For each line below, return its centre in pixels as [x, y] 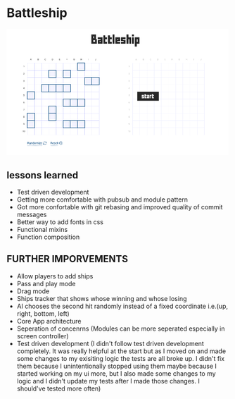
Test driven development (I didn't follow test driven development [110, 343]
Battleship [37, 13]
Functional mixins [42, 229]
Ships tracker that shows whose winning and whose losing [102, 298]
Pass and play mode [46, 283]
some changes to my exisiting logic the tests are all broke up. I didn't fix [121, 358]
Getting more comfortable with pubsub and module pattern [102, 199]
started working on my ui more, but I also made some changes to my [116, 373]
